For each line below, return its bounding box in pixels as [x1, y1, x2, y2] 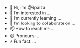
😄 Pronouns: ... [9, 33, 41, 39]
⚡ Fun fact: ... [9, 38, 36, 44]
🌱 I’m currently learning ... [9, 15, 62, 21]
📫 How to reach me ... [9, 26, 55, 31]
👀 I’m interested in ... [9, 10, 51, 16]
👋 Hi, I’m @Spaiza [9, 5, 46, 10]
